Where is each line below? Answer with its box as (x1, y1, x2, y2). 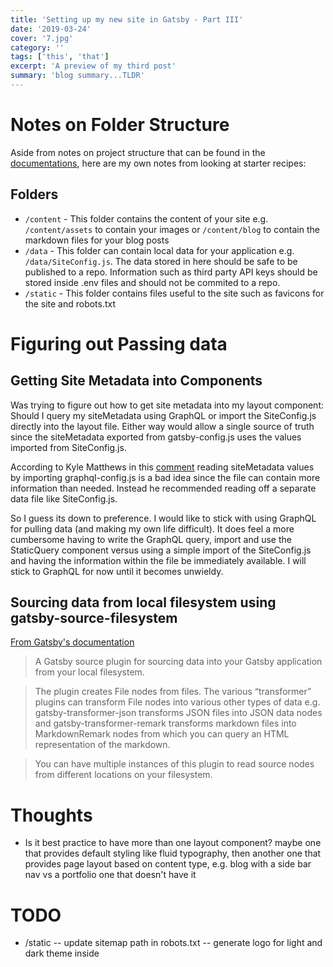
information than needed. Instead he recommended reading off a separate (10, 482, 317, 494)
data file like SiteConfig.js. (10, 492, 118, 505)
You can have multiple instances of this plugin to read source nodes (34, 758, 315, 770)
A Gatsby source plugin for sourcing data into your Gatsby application (34, 656, 323, 668)
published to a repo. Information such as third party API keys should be (24, 266, 318, 278)
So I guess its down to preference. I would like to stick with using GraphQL (10, 512, 317, 524)
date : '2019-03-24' (10, 24, 92, 34)
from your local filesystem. (34, 666, 145, 678)
